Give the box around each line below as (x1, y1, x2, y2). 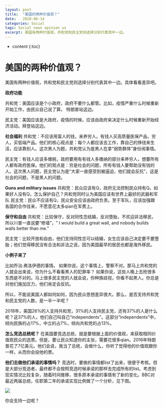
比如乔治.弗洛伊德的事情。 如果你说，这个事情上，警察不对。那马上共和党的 (5, 262, 157, 268)
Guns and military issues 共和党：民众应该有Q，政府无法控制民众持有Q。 (5, 185, 154, 190)
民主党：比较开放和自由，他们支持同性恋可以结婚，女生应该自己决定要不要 (5, 235, 155, 241)
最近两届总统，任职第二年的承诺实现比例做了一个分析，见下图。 (5, 378, 133, 383)
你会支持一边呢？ (5, 397, 40, 403)
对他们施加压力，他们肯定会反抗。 (5, 281, 74, 287)
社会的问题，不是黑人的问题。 (5, 174, 65, 180)
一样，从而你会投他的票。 (5, 349, 57, 355)
